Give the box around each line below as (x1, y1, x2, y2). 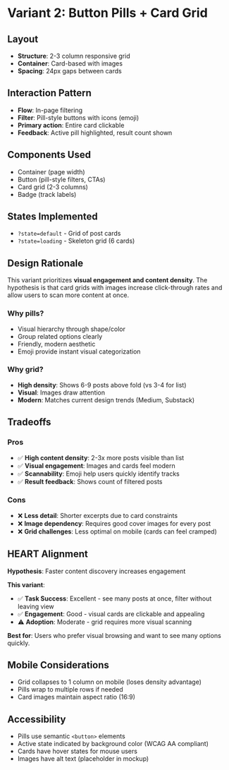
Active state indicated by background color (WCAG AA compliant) (17, 740, 209, 748)
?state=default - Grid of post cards (17, 229, 121, 238)
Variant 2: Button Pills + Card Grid (7, 5, 208, 21)
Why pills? (7, 308, 44, 318)
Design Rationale (7, 257, 84, 269)
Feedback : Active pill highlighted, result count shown (17, 128, 173, 137)
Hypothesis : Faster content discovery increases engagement (7, 567, 186, 575)
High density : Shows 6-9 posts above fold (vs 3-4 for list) (17, 380, 187, 389)
